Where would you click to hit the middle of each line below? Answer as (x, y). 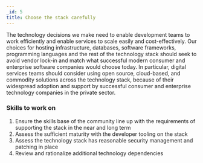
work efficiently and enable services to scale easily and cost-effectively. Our (101, 41)
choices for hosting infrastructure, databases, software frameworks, (91, 47)
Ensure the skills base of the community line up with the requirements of (105, 121)
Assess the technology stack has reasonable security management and (104, 140)
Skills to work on (31, 108)
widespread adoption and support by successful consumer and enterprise (99, 86)
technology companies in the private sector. (61, 92)
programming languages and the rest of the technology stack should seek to (101, 54)
